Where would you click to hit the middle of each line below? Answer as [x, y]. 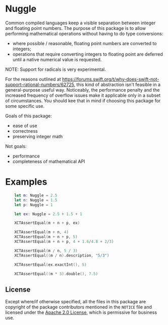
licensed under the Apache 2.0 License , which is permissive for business [81, 312]
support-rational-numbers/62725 [40, 85]
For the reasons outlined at [33, 79]
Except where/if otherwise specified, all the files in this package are [76, 302]
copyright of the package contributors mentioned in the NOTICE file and [79, 307]
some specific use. [25, 106]
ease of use [25, 126]
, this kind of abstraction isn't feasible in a [117, 85]
